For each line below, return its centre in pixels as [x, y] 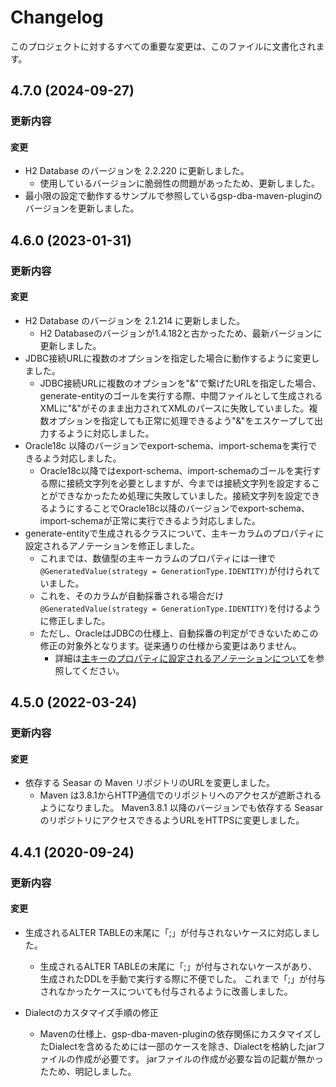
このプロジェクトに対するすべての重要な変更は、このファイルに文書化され [163, 46]
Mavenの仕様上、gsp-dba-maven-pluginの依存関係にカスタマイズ [176, 1034]
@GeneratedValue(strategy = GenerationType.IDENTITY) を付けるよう [180, 608]
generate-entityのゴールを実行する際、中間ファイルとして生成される [181, 395]
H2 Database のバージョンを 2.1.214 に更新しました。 [135, 320]
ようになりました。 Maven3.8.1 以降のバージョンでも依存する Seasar [181, 808]
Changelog [57, 17]
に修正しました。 [75, 620]
